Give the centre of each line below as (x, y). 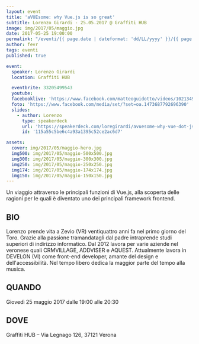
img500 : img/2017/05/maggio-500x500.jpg (62, 154)
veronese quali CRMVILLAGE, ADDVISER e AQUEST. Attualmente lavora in (96, 250)
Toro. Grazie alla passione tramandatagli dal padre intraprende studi (89, 238)
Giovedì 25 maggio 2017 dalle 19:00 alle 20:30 (62, 301)
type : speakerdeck (44, 121)
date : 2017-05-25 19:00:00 (39, 34)
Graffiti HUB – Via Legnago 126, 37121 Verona (61, 335)
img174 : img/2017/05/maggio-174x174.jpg (62, 170)
